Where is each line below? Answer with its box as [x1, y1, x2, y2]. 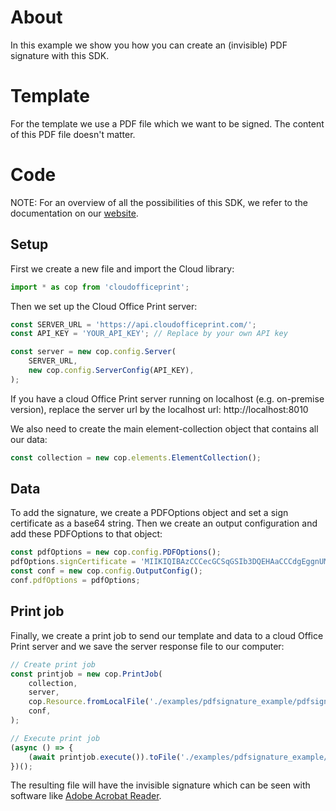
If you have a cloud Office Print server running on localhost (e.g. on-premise [10, 392, 325, 405]
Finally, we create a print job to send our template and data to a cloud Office [10, 629, 324, 641]
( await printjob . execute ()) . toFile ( [28, 752, 182, 762]
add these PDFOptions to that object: [10, 528, 163, 540]
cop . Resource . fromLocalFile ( [28, 697, 150, 707]
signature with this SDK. [10, 49, 110, 61]
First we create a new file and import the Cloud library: [10, 262, 235, 275]
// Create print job [10, 659, 97, 670]
